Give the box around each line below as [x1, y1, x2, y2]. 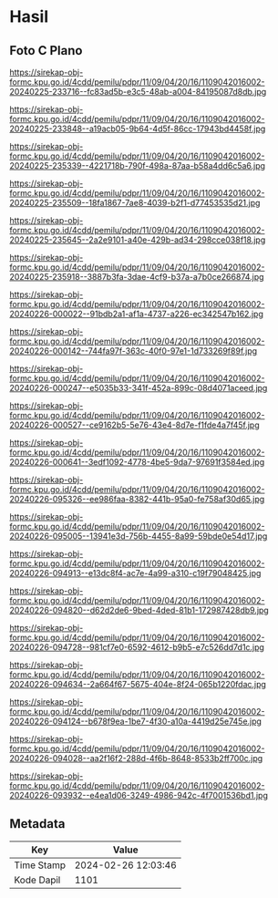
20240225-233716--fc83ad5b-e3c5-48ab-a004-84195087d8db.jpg [9, 87, 267, 97]
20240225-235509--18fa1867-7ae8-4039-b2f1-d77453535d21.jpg [9, 198, 261, 208]
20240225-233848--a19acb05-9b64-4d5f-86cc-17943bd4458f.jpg [9, 123, 266, 134]
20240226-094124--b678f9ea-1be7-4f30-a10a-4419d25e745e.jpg [9, 716, 263, 727]
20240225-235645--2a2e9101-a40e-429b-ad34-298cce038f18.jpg [9, 234, 266, 245]
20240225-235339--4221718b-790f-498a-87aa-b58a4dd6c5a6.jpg [9, 160, 266, 170]
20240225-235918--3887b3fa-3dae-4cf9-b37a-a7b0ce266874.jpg [9, 272, 264, 282]
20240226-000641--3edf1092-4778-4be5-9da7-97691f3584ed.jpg [9, 457, 265, 467]
